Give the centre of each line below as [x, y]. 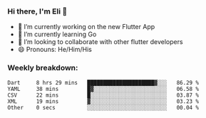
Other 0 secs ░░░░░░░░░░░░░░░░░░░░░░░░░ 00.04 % [103, 107]
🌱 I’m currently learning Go [57, 34]
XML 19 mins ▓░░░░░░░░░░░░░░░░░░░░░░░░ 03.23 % [103, 101]
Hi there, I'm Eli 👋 [37, 11]
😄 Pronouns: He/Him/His [55, 50]
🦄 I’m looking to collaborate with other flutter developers [100, 42]
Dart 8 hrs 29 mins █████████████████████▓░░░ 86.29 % [103, 82]
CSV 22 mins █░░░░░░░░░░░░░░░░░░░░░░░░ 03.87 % [103, 95]
